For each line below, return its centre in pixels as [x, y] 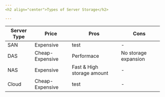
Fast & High [85, 67]
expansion [133, 59]
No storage [134, 53]
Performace [85, 56]
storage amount [90, 73]
